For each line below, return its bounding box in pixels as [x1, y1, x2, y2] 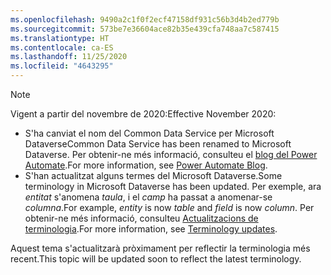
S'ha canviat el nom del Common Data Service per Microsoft [24, 127, 275, 139]
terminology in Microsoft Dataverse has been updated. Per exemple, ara [24, 181, 322, 192]
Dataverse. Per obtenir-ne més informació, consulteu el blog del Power [24, 149, 318, 160]
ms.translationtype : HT [10, 33, 110, 43]
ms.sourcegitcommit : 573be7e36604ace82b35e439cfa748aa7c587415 [10, 24, 280, 34]
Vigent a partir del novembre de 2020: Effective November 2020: [10, 108, 277, 120]
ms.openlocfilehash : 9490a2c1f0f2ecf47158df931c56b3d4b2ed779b [10, 14, 280, 25]
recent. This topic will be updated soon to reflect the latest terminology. [10, 253, 302, 265]
